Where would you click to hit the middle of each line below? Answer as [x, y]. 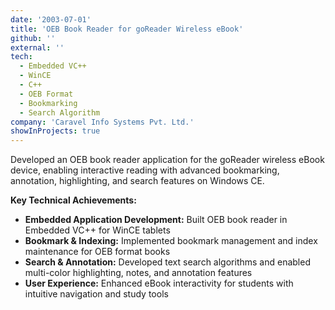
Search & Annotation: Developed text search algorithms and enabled [167, 262]
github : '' [33, 38]
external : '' [37, 47]
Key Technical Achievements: [73, 200]
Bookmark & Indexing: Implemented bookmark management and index [171, 241]
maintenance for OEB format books [97, 252]
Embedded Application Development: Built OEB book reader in [156, 220]
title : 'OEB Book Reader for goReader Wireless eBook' [127, 29]
